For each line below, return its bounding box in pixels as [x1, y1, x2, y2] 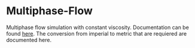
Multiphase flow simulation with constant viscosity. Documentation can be [6, 24, 190, 31]
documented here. [6, 36, 52, 43]
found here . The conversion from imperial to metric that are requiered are [6, 30, 187, 37]
